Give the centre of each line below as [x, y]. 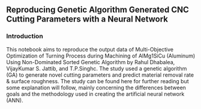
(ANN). [15, 100]
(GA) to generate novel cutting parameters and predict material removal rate [100, 75]
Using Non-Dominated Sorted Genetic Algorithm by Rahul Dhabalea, [91, 62]
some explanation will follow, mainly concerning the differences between [96, 87]
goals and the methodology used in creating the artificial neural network [95, 94]
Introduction [25, 37]
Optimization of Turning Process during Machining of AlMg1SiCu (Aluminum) [101, 56]
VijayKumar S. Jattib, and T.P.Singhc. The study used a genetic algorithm [97, 68]
